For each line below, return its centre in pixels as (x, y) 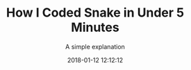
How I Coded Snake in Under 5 (95, 13)
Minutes (95, 27)
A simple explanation (95, 46)
